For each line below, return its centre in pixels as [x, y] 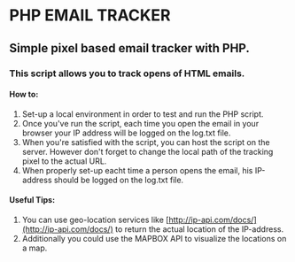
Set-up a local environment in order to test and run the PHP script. [143, 114]
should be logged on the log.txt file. [119, 180]
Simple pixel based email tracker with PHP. [130, 48]
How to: [24, 95]
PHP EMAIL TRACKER [90, 15]
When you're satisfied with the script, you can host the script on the [146, 142]
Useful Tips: [32, 200]
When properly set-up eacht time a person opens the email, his [137, 170]
